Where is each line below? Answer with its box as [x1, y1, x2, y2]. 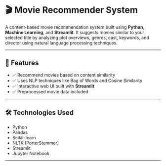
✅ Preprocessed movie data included [12, 88, 88, 94]
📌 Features [5, 59, 39, 67]
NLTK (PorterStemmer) [12, 140, 59, 146]
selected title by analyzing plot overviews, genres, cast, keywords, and [5, 35, 149, 41]
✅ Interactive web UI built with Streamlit [12, 83, 95, 89]
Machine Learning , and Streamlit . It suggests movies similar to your [5, 29, 145, 35]
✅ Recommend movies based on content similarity [12, 72, 116, 78]
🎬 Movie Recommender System [5, 4, 138, 16]
